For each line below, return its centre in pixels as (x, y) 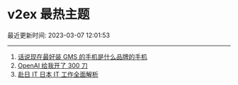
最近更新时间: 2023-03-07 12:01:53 (59, 35)
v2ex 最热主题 (49, 14)
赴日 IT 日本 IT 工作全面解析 (58, 74)
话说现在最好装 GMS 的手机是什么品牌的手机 (82, 56)
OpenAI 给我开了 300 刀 (53, 65)
